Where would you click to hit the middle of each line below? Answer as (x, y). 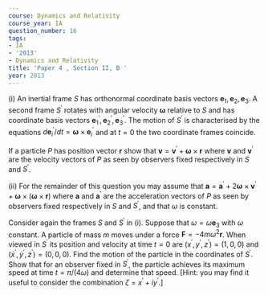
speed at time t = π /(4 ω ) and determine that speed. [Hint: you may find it (129, 272)
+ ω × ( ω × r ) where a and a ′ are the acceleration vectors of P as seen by (129, 195)
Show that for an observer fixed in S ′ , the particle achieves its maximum (127, 264)
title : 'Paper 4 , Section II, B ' (68, 68)
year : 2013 (26, 76)
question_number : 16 (43, 31)
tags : (17, 38)
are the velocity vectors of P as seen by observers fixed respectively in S (129, 159)
